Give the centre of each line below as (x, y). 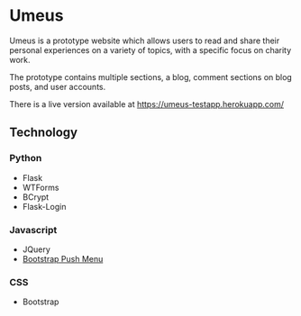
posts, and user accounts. (58, 86)
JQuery (36, 249)
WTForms (41, 187)
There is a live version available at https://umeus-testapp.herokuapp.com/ (147, 104)
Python (26, 158)
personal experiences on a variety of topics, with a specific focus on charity (150, 50)
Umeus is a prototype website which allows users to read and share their (145, 41)
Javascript (33, 230)
